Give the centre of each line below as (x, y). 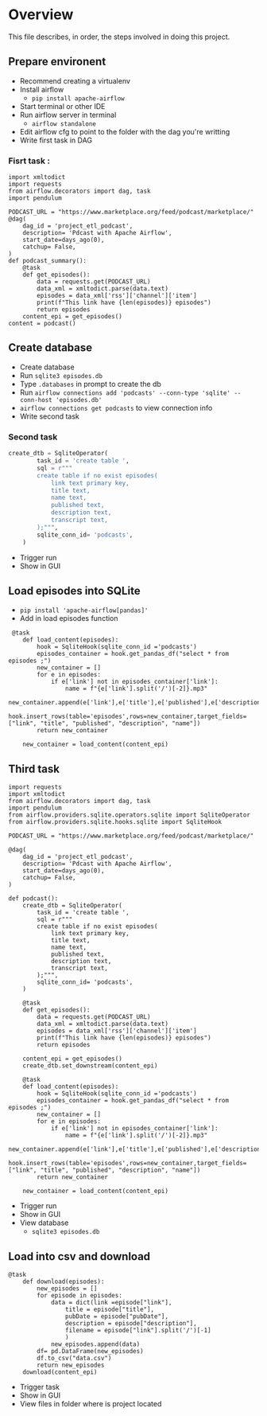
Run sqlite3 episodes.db (61, 375)
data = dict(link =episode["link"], (111, 1302)
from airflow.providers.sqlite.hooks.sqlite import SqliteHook (115, 822)
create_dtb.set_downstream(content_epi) (90, 1066)
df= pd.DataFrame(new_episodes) (91, 1351)
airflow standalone (64, 124)
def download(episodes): (64, 1281)
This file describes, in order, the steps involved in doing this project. (119, 37)
